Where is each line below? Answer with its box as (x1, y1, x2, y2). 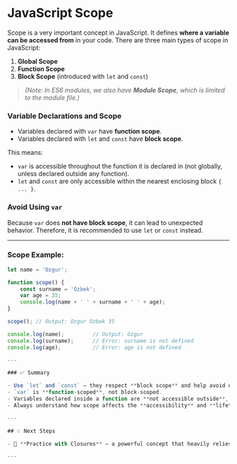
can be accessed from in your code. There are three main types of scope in (7, 35, 229, 44)
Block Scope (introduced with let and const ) (17, 72, 149, 81)
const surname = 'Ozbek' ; (20, 285, 97, 293)
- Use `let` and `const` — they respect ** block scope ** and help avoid (7, 382, 226, 390)
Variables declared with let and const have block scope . (17, 134, 183, 143)
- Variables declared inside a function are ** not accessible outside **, (7, 395, 229, 402)
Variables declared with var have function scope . (17, 127, 162, 136)
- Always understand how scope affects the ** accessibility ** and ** (7, 402, 217, 409)
